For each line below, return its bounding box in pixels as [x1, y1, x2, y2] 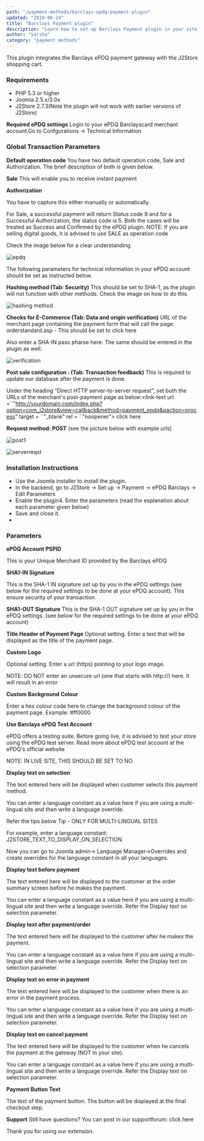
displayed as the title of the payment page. [6, 637, 114, 644]
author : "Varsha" [6, 32, 51, 38]
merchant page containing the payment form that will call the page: [6, 320, 175, 327]
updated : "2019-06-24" [6, 15, 64, 21]
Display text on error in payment [6, 976, 90, 983]
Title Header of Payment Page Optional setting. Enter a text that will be [6, 630, 185, 638]
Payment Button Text [6, 1085, 61, 1093]
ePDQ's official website [6, 746, 65, 753]
